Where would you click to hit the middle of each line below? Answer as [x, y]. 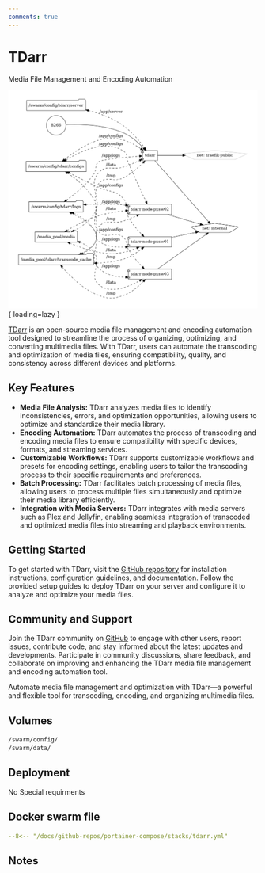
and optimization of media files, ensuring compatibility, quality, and [117, 355]
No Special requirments [47, 791]
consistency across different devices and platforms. [93, 364]
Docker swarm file [54, 817]
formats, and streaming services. [74, 449]
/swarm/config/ [33, 740]
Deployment [39, 773]
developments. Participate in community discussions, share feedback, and [130, 655]
